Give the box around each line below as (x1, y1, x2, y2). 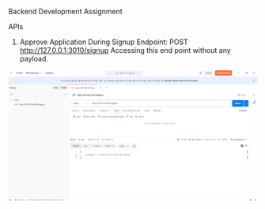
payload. (19, 54, 49, 63)
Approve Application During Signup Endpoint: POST (19, 37, 188, 47)
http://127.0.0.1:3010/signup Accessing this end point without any (19, 46, 231, 54)
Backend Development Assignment (8, 7, 123, 16)
